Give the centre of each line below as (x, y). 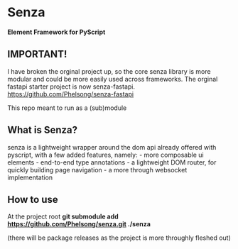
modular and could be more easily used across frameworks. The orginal (113, 79)
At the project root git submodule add (63, 216)
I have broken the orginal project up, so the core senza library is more (109, 71)
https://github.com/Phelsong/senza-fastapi (70, 94)
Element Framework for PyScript (56, 32)
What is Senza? (43, 130)
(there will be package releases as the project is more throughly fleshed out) (119, 238)
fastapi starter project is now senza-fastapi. (71, 87)
